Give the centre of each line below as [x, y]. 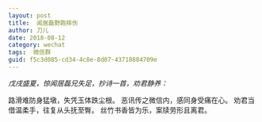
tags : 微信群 [30, 52]
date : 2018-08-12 [37, 38]
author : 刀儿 [28, 30]
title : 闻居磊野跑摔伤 [43, 23]
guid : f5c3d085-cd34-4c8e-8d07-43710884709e [83, 60]
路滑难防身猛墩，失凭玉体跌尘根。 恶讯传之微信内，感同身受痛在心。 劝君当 [131, 100]
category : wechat [37, 45]
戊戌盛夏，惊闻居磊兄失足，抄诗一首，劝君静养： [88, 83]
